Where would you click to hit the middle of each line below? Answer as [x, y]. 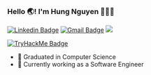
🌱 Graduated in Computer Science [67, 57]
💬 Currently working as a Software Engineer [81, 65]
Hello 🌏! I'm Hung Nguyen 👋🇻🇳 [61, 11]
